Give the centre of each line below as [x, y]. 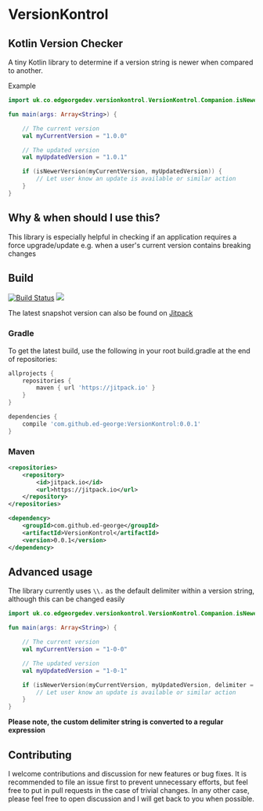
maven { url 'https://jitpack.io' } [96, 388]
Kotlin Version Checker [66, 44]
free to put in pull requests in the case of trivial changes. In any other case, [129, 790]
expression [27, 730]
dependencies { [33, 417]
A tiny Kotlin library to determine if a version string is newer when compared [131, 62]
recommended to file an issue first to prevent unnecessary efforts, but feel [128, 782]
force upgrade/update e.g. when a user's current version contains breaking [130, 245]
